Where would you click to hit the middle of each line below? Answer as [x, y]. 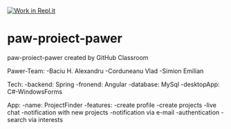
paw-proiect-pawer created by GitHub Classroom [78, 57]
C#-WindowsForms [35, 91]
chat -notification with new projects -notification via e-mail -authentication [113, 112]
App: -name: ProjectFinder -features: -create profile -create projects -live [112, 105]
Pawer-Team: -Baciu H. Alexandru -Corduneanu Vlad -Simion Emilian [105, 71]
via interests [46, 119]
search [17, 119]
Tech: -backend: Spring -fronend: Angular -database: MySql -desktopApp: [113, 84]
